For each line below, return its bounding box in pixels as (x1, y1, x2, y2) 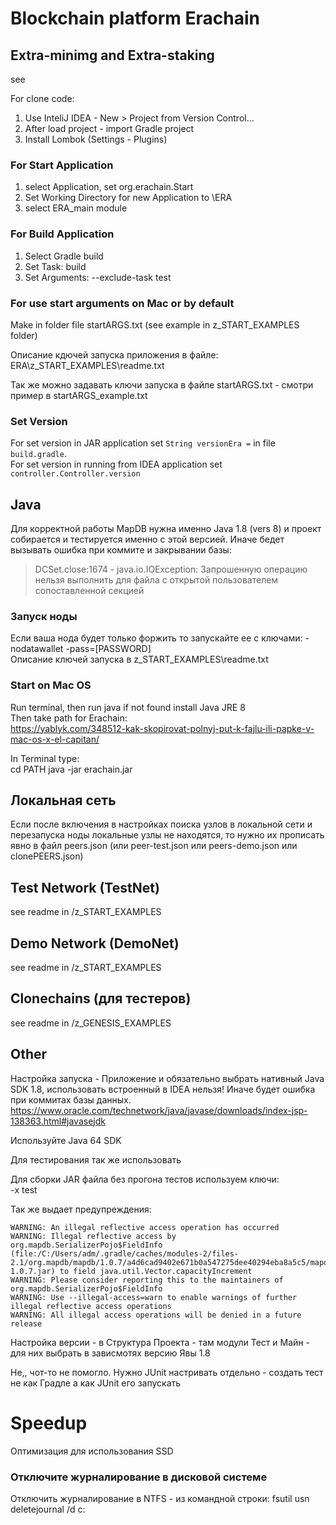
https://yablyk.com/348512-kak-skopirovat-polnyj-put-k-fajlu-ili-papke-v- (10, 722, 315, 734)
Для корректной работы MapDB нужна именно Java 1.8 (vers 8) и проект (10, 523, 322, 534)
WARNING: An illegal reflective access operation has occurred (10, 1222, 280, 1232)
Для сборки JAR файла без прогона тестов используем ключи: (10, 1173, 280, 1185)
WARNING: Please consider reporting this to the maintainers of (10, 1275, 284, 1285)
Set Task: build (24, 260, 87, 272)
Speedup (10, 1412, 88, 1434)
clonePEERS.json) (10, 850, 84, 862)
